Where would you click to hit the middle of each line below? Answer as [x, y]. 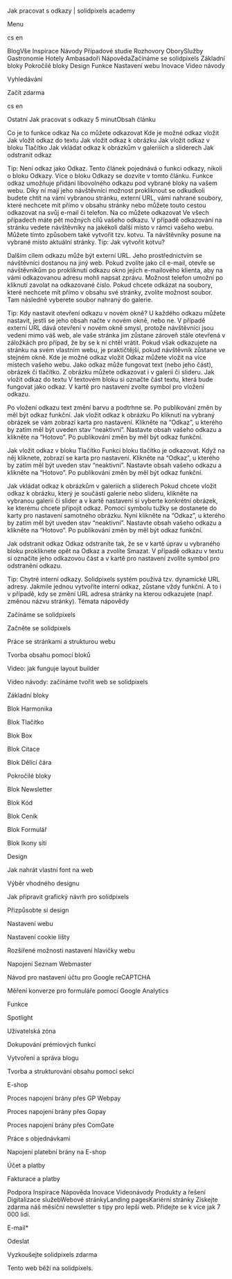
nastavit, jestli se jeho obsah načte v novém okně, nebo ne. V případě [106, 320]
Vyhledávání [25, 79]
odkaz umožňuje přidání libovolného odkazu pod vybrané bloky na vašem [113, 183]
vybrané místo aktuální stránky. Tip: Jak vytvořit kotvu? [86, 242]
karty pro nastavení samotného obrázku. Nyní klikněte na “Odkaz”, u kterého [116, 515]
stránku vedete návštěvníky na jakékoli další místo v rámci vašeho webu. [111, 227]
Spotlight [20, 1018]
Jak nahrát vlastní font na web [50, 870]
